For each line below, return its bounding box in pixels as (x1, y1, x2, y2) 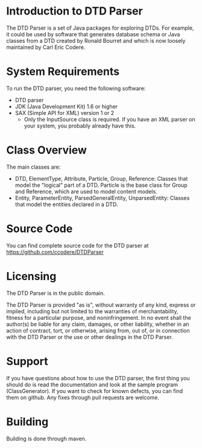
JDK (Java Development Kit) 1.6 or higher (14, 103, 118, 110)
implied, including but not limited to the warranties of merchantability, (6, 307, 179, 315)
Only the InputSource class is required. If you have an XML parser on (24, 115, 196, 123)
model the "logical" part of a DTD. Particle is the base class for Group (14, 181, 188, 189)
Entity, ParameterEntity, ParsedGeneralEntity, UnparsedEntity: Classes (14, 194, 190, 201)
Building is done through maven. (6, 435, 87, 442)
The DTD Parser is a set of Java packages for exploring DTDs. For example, (6, 24, 194, 31)
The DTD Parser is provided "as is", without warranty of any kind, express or (6, 301, 196, 308)
